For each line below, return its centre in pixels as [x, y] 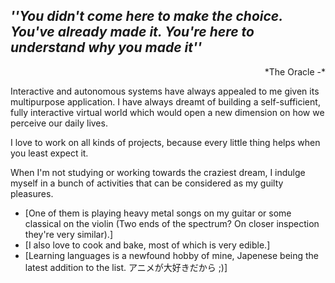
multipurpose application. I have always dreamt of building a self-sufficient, [165, 101]
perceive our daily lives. [59, 123]
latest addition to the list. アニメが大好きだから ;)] [126, 267]
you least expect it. [49, 153]
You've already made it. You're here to [132, 32]
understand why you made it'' [106, 47]
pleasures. [32, 193]
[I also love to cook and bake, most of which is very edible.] [147, 245]
